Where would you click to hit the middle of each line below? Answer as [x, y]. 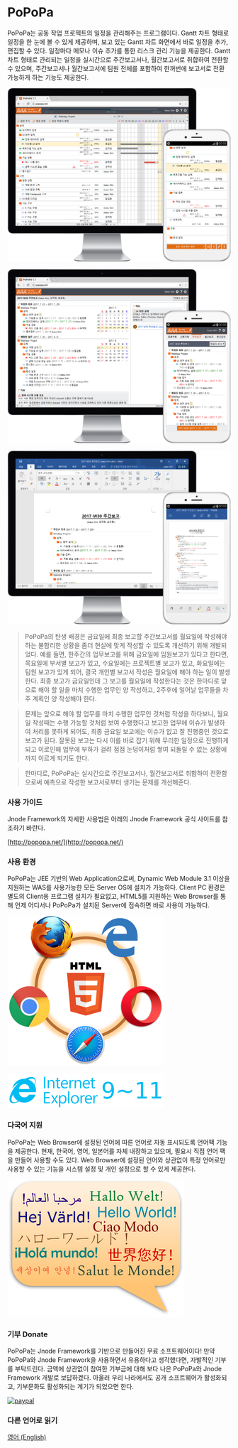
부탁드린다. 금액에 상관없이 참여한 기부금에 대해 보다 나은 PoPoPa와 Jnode [118, 1368]
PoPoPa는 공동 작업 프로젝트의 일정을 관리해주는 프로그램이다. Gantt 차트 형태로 [118, 33]
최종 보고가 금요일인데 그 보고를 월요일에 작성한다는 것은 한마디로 [130, 681]
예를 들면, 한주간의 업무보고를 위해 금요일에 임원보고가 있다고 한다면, [134, 654]
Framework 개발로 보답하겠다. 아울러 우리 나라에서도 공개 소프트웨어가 [105, 1377]
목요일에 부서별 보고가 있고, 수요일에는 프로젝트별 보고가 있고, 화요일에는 [125, 663]
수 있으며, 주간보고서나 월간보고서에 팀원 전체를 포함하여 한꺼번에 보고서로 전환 [116, 68]
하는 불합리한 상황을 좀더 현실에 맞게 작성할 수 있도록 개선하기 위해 [116, 645]
